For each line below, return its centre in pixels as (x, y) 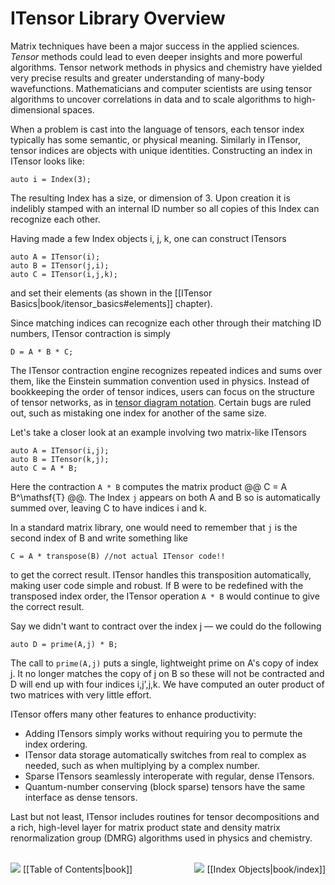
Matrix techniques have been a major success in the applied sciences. (155, 46)
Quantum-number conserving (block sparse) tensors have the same (165, 786)
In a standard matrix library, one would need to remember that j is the (154, 527)
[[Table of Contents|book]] (77, 869)
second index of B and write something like (99, 538)
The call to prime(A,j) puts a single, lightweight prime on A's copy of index (164, 663)
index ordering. (56, 744)
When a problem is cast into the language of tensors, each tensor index (157, 129)
